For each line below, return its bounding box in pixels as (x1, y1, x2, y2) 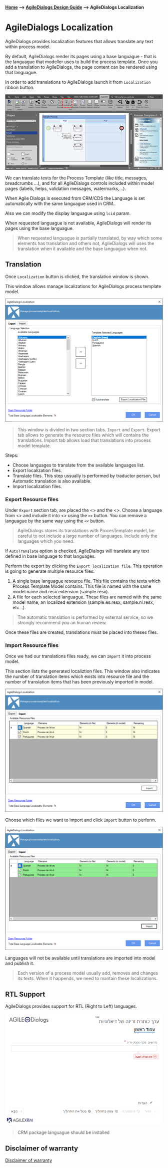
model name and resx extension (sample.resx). (12, 588, 109, 594)
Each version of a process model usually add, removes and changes (17, 970, 158, 976)
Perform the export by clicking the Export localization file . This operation (5, 563, 163, 569)
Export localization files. (12, 467, 62, 473)
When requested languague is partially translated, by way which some (17, 235, 162, 241)
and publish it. (5, 961, 34, 967)
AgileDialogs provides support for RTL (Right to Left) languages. (5, 1003, 137, 1009)
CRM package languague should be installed (17, 1129, 110, 1135)
